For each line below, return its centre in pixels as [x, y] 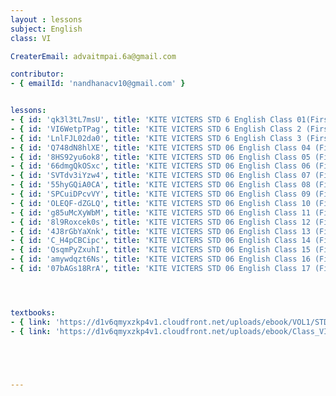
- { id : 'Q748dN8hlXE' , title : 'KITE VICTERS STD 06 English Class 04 [160, 147]
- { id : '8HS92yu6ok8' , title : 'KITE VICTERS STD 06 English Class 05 [160, 157]
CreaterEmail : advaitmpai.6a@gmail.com [93, 56]
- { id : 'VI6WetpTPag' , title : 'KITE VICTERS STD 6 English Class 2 [156, 129]
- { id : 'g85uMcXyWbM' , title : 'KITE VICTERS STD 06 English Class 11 [160, 212]
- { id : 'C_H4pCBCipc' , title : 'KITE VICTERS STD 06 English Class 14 [160, 241]
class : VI [31, 38]
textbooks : [33, 312]
